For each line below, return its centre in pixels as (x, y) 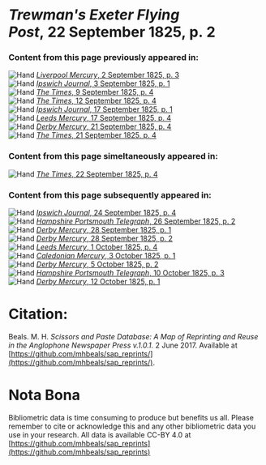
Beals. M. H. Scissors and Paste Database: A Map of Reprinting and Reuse (133, 337)
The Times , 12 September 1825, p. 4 (96, 101)
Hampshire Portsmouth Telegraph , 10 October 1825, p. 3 (130, 273)
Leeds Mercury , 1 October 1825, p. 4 (97, 247)
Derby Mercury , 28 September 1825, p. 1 (104, 230)
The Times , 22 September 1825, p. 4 (97, 174)
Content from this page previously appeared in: (103, 58)
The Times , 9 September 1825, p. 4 (95, 92)
